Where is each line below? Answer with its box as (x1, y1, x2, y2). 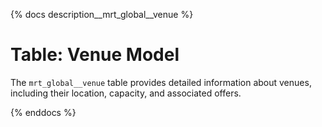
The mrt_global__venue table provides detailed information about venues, (10, 76, 312, 88)
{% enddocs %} (10, 106, 77, 118)
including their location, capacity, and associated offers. (10, 87, 242, 99)
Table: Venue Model (10, 44, 180, 66)
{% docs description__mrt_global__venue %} (10, 9, 194, 20)
